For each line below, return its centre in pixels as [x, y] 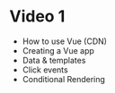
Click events [45, 70]
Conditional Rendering [64, 79]
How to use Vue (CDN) [65, 41]
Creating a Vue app [58, 50]
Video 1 [37, 17]
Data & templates [54, 60]
